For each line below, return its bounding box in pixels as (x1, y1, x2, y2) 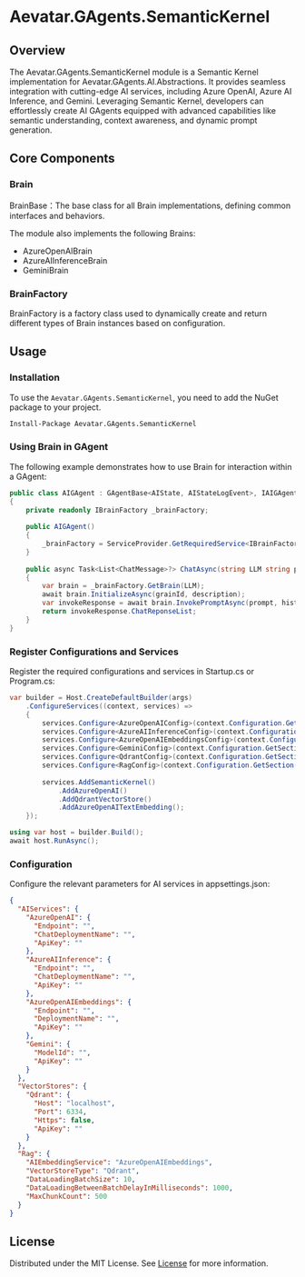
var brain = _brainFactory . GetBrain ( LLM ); (42, 582, 205, 591)
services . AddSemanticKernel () (42, 777, 156, 787)
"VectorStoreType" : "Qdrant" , (25, 1166, 141, 1176)
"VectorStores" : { (17, 1082, 88, 1092)
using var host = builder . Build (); (9, 828, 144, 837)
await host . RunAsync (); (9, 836, 100, 846)
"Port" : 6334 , (33, 1107, 88, 1117)
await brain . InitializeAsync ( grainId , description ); (42, 590, 246, 599)
